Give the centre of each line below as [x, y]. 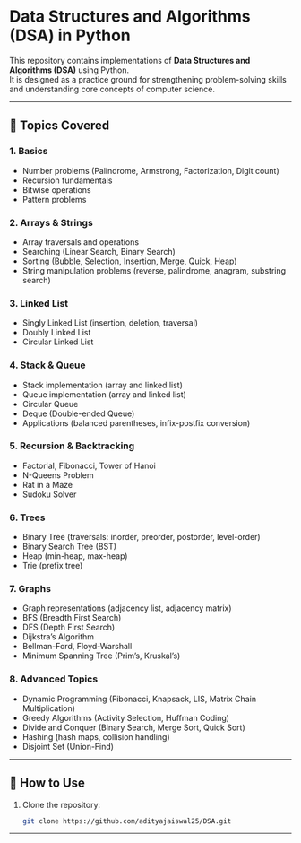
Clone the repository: [61, 804]
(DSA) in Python [70, 35]
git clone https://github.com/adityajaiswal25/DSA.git [127, 821]
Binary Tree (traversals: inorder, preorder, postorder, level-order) [142, 537]
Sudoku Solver [49, 494]
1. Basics [29, 152]
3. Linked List [39, 303]
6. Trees [27, 517]
